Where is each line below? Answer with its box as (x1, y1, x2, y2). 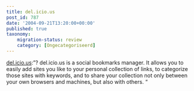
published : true (6, 25, 47, 32)
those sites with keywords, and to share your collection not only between (6, 72, 188, 79)
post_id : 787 (6, 14, 39, 20)
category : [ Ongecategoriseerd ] (17, 43, 96, 49)
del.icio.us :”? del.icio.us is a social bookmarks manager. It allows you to (6, 58, 184, 66)
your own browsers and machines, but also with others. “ (6, 78, 148, 85)
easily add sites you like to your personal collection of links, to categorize (6, 65, 189, 72)
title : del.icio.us (6, 8, 55, 15)
